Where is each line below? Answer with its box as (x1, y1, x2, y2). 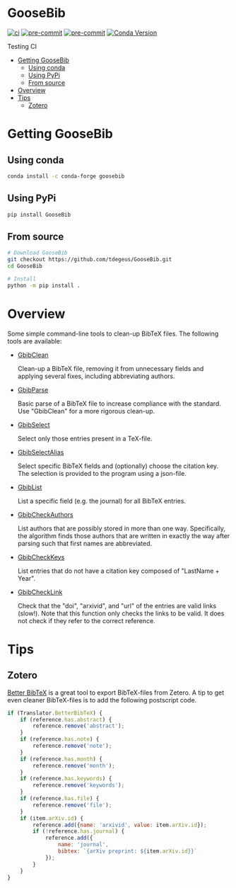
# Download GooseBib (7, 249, 69, 256)
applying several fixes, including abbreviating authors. (17, 372, 175, 380)
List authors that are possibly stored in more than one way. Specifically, (17, 524, 226, 533)
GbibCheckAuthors (17, 510, 73, 518)
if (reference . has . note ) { (20, 736, 100, 743)
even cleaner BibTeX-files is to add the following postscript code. (7, 695, 197, 704)
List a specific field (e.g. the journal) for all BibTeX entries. (17, 496, 186, 505)
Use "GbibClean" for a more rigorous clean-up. (17, 406, 155, 415)
